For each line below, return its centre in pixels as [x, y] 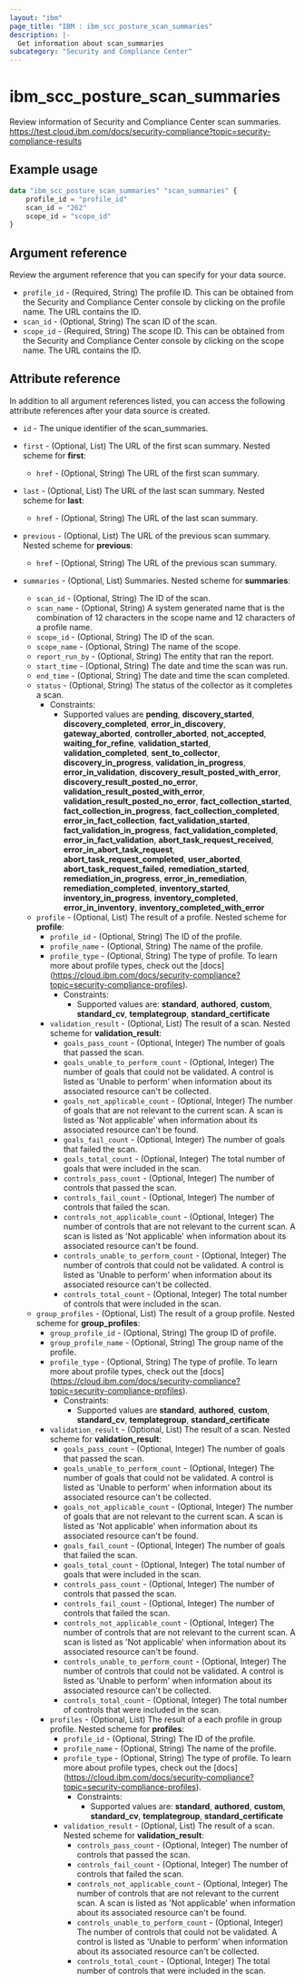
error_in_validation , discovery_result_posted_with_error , [172, 772]
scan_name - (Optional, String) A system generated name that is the [160, 608]
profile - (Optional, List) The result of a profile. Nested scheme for [162, 917]
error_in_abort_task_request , [119, 849]
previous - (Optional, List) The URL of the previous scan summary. [147, 535]
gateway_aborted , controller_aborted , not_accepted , [165, 733]
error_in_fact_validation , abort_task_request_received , [168, 840]
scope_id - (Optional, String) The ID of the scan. [125, 637]
